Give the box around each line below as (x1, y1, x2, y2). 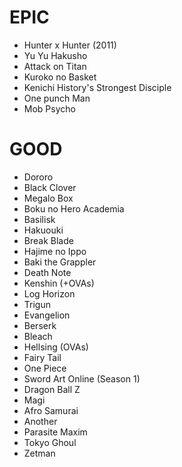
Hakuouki (23, 224, 64, 236)
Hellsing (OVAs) (23, 341, 89, 353)
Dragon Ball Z (23, 383, 81, 395)
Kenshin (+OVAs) (23, 277, 95, 289)
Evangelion (23, 309, 71, 321)
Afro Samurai (23, 404, 79, 416)
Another (23, 415, 58, 427)
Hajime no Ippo (23, 245, 87, 257)
